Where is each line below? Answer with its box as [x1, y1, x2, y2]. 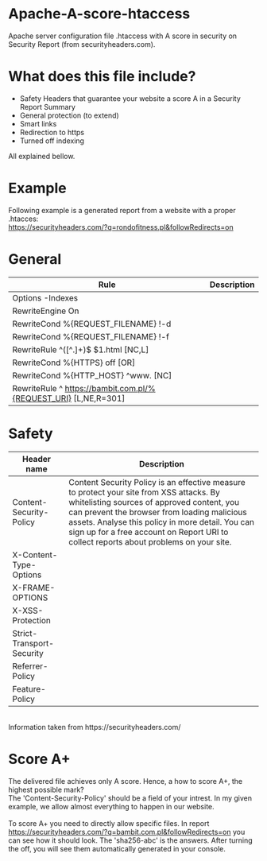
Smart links [19, 118, 57, 128]
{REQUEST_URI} [12, 393, 72, 404]
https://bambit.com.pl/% [64, 382, 157, 394]
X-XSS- [12, 605, 44, 616]
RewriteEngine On [12, 305, 79, 316]
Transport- [12, 638, 54, 649]
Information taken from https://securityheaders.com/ [8, 722, 181, 731]
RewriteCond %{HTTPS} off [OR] [12, 357, 136, 368]
